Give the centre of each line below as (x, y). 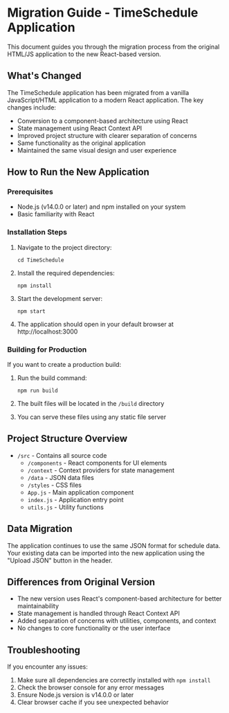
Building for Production (47, 350)
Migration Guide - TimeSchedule (103, 13)
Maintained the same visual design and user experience (97, 150)
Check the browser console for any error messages (91, 687)
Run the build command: (52, 378)
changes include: (32, 107)
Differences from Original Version (81, 582)
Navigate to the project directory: (64, 247)
